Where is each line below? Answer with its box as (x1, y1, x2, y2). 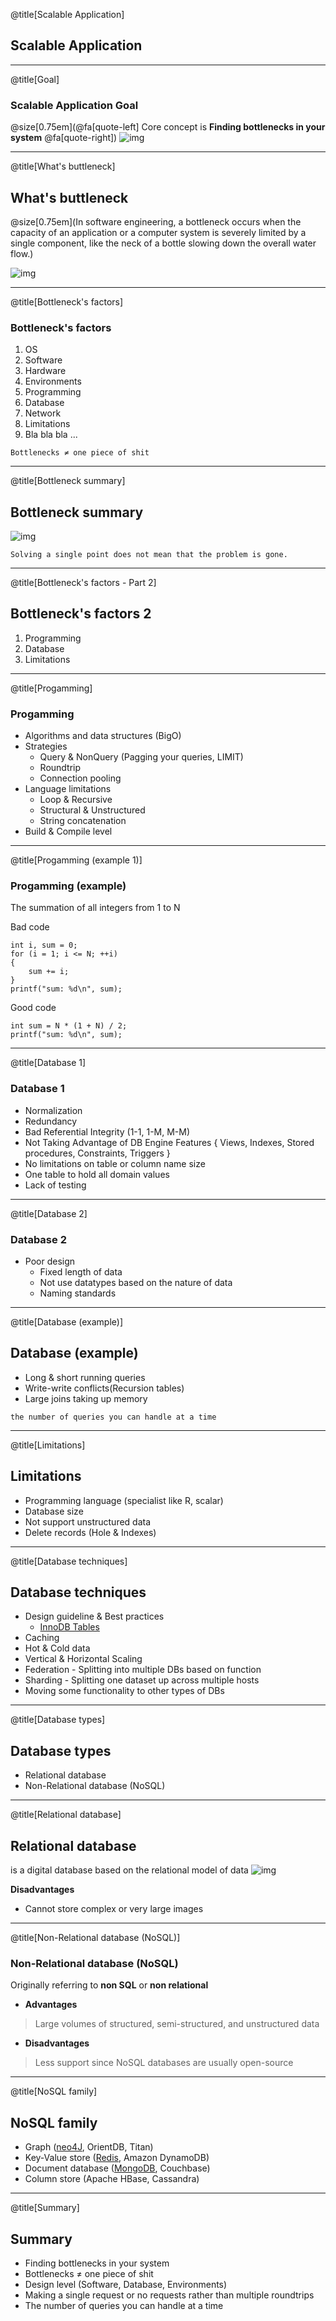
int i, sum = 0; (10, 940, 78, 951)
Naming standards (39, 1287, 117, 1299)
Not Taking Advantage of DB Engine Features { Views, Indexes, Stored (24, 1136, 315, 1148)
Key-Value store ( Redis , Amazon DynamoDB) (24, 2152, 210, 2164)
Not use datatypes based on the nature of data (39, 1277, 233, 1289)
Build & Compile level (24, 825, 113, 838)
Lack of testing (24, 1179, 87, 1191)
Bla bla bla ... (24, 429, 78, 441)
